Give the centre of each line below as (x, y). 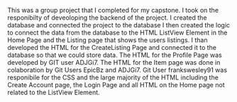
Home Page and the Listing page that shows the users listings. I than (108, 40)
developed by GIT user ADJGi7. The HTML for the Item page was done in (114, 62)
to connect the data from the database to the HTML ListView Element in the (117, 32)
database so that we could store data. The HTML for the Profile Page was (115, 55)
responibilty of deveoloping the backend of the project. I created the (107, 18)
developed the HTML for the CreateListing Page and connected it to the (112, 47)
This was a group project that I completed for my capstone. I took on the (113, 10)
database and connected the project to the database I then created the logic (119, 25)
